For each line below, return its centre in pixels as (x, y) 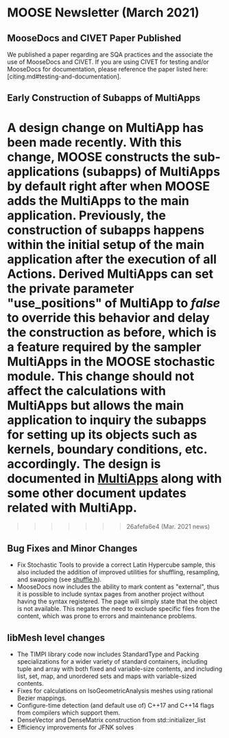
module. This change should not (101, 376)
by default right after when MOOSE (109, 186)
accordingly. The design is (84, 464)
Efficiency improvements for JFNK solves (75, 727)
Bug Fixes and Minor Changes (72, 548)
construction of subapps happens (106, 230)
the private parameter (71, 289)
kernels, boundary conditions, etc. (107, 449)
